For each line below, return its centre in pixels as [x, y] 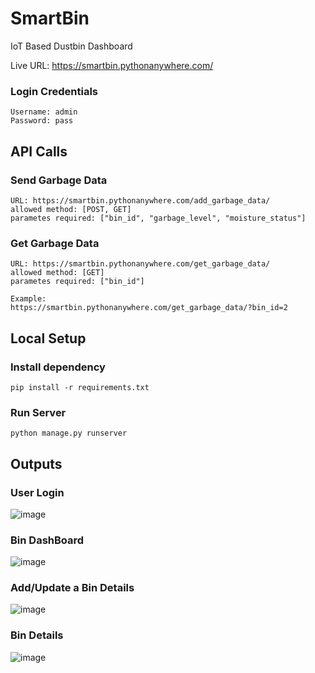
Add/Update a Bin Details [72, 588]
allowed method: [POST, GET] [71, 209]
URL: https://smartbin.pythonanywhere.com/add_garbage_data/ [140, 200]
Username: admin [44, 112]
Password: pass [42, 121]
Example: [28, 299]
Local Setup [48, 338]
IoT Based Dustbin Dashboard [71, 46]
